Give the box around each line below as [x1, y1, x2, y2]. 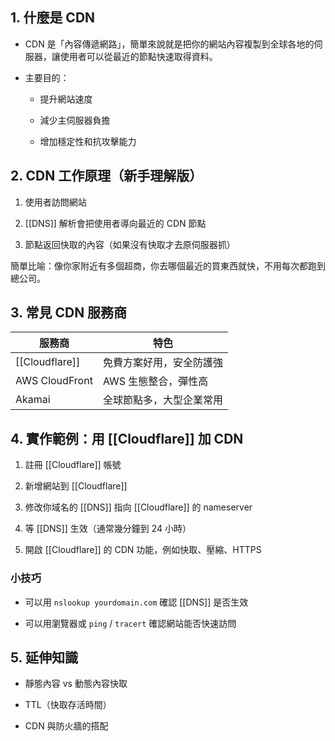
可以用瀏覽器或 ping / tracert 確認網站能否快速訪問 [24, 617, 237, 629]
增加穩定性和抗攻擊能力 [39, 135, 137, 147]
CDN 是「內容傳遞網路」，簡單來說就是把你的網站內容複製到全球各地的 [24, 38, 315, 50]
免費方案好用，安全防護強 [102, 356, 223, 370]
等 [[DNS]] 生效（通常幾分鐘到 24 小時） [24, 523, 192, 535]
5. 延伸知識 [10, 649, 78, 666]
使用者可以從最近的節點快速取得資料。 [59, 50, 218, 62]
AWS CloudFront [15, 374, 93, 388]
